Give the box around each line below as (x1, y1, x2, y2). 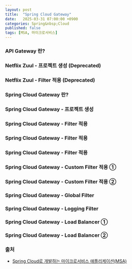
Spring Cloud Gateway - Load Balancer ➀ (5, 218, 108, 225)
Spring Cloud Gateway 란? (5, 91, 69, 98)
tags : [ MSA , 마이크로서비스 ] (5, 30, 58, 35)
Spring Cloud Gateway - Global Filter (5, 192, 95, 199)
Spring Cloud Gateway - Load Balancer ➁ (5, 231, 108, 238)
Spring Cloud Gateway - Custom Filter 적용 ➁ (5, 178, 117, 185)
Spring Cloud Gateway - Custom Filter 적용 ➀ (5, 164, 117, 171)
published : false (5, 26, 41, 31)
